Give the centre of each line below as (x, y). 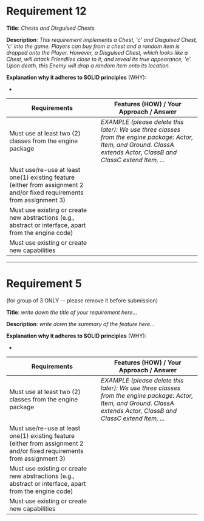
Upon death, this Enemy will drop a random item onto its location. (88, 66)
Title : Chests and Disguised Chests (51, 28)
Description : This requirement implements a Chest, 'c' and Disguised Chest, (102, 39)
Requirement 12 (46, 11)
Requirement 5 (44, 284)
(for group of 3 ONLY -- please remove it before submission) (82, 300)
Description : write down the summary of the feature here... (80, 324)
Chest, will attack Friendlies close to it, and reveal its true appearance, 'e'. (99, 59)
